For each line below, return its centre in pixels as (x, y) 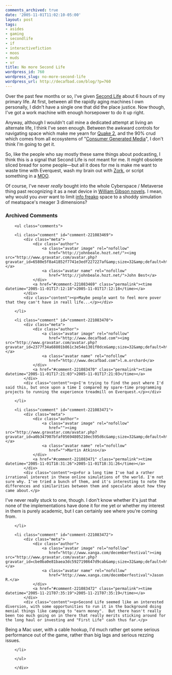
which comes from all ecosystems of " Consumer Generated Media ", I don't (84, 138)
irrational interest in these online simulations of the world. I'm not (84, 477)
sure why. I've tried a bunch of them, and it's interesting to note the (86, 482)
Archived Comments (31, 215)
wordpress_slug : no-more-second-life (46, 77)
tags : (11, 24)
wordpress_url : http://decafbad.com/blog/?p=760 (58, 81)
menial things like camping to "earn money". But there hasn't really (83, 611)
